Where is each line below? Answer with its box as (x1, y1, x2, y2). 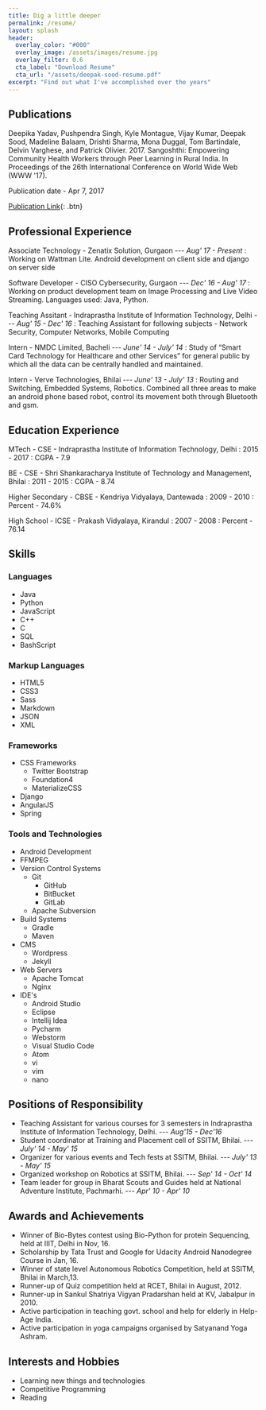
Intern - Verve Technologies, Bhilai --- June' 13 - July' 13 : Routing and (8, 375, 240, 385)
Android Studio (31, 998, 81, 1008)
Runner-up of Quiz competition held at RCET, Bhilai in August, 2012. (19, 1281, 242, 1291)
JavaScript (19, 606, 56, 616)
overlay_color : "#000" (15, 41, 91, 49)
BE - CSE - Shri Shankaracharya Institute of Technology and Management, (8, 468, 252, 478)
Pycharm (31, 1024, 62, 1033)
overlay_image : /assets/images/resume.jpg (15, 48, 158, 56)
